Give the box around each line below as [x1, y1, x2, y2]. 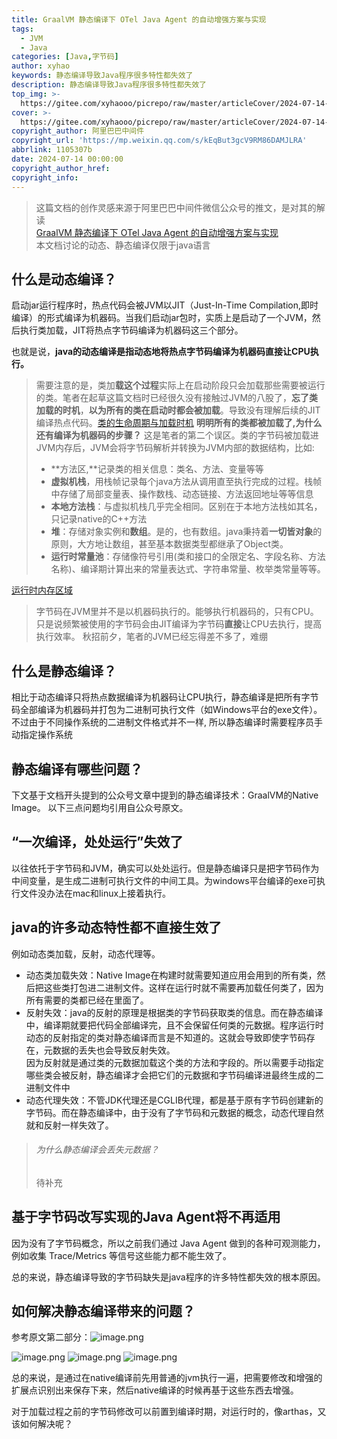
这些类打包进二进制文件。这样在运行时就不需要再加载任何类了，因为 [43, 981, 324, 993]
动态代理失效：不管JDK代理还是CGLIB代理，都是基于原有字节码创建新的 [25, 1094, 324, 1106]
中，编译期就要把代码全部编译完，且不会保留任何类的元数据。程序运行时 [25, 1019, 324, 1031]
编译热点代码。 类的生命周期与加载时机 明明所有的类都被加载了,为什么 [35, 417, 323, 429]
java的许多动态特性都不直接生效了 [11, 919, 223, 936]
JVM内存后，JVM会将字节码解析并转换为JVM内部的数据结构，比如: [35, 442, 315, 454]
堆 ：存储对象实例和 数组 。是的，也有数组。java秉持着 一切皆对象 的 [50, 526, 323, 538]
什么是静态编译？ [11, 662, 117, 680]
